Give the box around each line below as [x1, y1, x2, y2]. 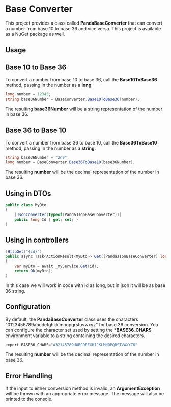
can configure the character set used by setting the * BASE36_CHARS [5, 327, 152, 333]
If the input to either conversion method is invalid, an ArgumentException [5, 385, 160, 391]
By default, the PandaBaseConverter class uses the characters [5, 316, 138, 322]
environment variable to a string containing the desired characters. [5, 332, 145, 339]
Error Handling [5, 371, 52, 380]
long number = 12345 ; [5, 92, 51, 97]
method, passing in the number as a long [5, 82, 92, 88]
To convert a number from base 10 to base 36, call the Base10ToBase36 [5, 77, 157, 83]
